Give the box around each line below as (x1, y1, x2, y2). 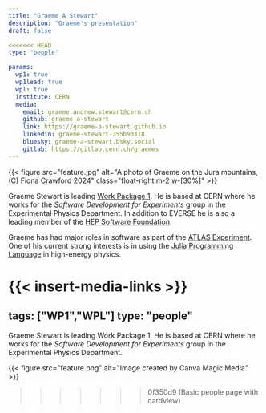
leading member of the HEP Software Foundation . (8, 217, 172, 226)
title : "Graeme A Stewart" (8, 11, 99, 20)
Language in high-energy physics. (8, 249, 122, 259)
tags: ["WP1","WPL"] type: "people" (8, 310, 194, 323)
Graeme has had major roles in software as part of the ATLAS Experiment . (8, 232, 252, 241)
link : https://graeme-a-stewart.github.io (22, 123, 167, 131)
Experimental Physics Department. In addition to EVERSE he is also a (8, 208, 235, 217)
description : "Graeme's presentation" (8, 19, 138, 27)
